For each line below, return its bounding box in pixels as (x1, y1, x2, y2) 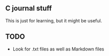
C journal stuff (5, 4, 52, 13)
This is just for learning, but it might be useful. (5, 17, 102, 23)
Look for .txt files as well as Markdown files (12, 46, 104, 52)
